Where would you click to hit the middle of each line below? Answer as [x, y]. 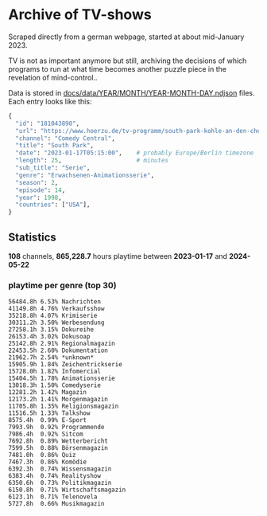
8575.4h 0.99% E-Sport [48, 420]
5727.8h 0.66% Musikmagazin [56, 504]
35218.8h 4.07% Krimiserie [53, 316]
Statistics [33, 237]
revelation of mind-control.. [53, 77]
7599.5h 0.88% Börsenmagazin [58, 448]
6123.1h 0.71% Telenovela [53, 497]
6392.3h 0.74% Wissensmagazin [60, 469]
